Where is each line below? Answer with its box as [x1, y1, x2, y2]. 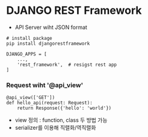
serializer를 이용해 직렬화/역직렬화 [14, 124, 96, 132]
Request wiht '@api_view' [6, 81, 84, 89]
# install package [6, 35, 52, 41]
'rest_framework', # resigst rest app [17, 62, 117, 68]
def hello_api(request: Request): [6, 100, 93, 106]
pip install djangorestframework [6, 40, 90, 46]
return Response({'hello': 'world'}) [17, 105, 112, 112]
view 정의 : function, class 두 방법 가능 [14, 116, 108, 124]
